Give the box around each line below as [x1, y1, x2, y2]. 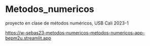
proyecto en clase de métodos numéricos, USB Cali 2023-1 [5, 20, 129, 26]
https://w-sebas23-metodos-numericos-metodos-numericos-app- [5, 29, 145, 35]
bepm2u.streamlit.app [5, 35, 52, 41]
